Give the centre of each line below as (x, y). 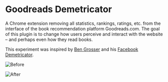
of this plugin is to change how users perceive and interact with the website (84, 34)
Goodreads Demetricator (59, 9)
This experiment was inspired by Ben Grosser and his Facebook (72, 49)
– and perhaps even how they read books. (49, 39)
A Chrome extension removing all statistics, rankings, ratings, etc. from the (83, 23)
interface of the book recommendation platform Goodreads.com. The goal (83, 28)
